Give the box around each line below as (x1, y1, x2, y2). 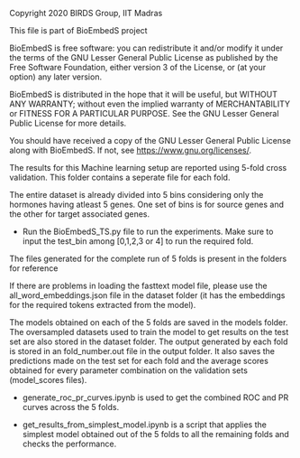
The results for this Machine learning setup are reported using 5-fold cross (9, 163, 287, 173)
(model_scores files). (9, 375, 87, 385)
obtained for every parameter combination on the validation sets (9, 365, 248, 376)
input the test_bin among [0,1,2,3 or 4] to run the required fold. (22, 236, 254, 247)
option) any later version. (9, 71, 102, 82)
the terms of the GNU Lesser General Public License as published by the (9, 52, 278, 62)
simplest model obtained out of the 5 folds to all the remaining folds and (22, 429, 290, 439)
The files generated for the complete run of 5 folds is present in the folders (9, 253, 287, 264)
